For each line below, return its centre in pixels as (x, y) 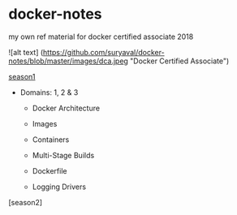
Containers (51, 140)
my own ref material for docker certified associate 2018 (101, 37)
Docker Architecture (66, 108)
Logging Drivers (59, 187)
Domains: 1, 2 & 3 (49, 92)
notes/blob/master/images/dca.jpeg (68, 61)
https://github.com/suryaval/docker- (104, 52)
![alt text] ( (26, 52)
